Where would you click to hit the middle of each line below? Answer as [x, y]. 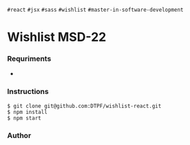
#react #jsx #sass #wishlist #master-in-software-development [95, 10]
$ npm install [28, 112]
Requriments [29, 59]
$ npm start [24, 118]
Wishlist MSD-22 [57, 37]
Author [19, 135]
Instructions [28, 92]
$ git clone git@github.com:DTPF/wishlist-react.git [84, 106]
